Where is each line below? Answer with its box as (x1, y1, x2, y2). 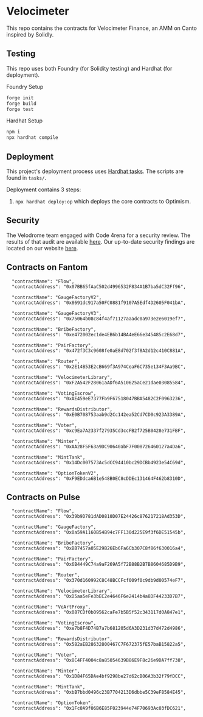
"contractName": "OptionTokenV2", (12, 470, 99, 476)
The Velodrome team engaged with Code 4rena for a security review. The (6, 231, 191, 239)
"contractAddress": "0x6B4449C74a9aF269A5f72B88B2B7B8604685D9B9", (12, 562, 187, 568)
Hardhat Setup (6, 117, 43, 124)
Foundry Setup (6, 83, 44, 90)
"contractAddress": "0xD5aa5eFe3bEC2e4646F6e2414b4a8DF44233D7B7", (12, 593, 187, 599)
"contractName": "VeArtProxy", (12, 604, 91, 610)
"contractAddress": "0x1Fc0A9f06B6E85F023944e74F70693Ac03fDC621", (12, 705, 187, 712)
